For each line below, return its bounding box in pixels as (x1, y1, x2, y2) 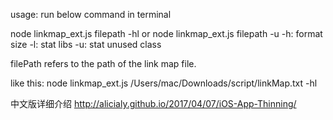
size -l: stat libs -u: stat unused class (10, 39, 162, 50)
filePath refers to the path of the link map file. (10, 58, 197, 69)
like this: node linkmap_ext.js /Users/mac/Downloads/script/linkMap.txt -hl (10, 77, 318, 89)
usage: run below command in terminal (10, 9, 172, 20)
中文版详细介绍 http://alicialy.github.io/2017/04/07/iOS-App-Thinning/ (10, 98, 297, 109)
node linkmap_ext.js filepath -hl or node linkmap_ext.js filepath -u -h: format (10, 28, 323, 39)
